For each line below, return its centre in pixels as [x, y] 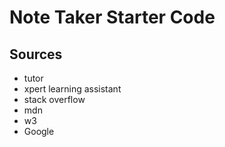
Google [39, 131]
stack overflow [54, 99]
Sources [36, 54]
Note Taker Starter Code [112, 17]
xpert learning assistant [72, 89]
